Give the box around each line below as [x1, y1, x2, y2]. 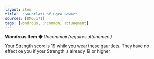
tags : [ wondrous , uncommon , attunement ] [5, 20, 89, 26]
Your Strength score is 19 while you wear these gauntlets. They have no [5, 43, 149, 49]
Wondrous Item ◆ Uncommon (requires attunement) [5, 34, 112, 40]
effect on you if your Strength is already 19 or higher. [5, 48, 111, 54]
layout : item [5, 7, 32, 12]
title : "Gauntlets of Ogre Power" [5, 12, 78, 16]
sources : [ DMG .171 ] [5, 16, 45, 21]
